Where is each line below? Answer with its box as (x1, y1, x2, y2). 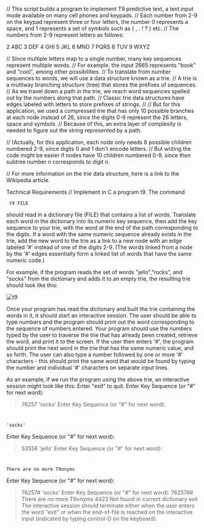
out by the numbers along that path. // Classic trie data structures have (6, 94, 185, 101)
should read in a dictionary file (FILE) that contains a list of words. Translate (6, 211, 197, 218)
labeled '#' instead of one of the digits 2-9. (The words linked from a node (6, 243, 193, 251)
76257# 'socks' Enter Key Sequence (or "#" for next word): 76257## (21, 489, 194, 496)
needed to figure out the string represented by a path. (6, 127, 142, 134)
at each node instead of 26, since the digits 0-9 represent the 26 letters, (6, 113, 188, 121)
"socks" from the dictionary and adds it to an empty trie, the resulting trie (6, 275, 191, 282)
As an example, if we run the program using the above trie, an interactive (6, 376, 189, 383)
